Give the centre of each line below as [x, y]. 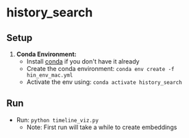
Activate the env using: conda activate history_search [104, 82]
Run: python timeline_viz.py [57, 120]
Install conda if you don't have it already [83, 61]
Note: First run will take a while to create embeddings [102, 127]
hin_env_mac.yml [50, 75]
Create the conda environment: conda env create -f [101, 69]
